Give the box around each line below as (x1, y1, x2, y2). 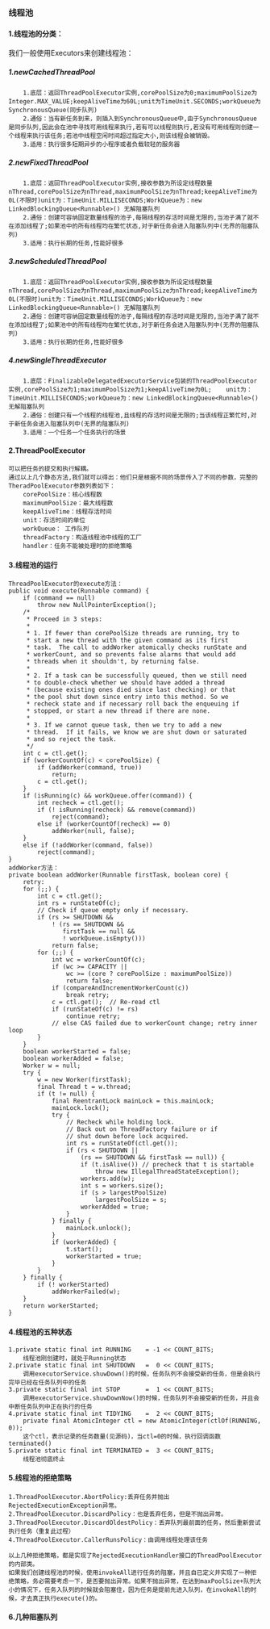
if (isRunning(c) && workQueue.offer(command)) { (23, 792, 193, 800)
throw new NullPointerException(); (37, 601, 157, 609)
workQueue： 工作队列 (23, 525, 89, 534)
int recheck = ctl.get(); (37, 799, 125, 807)
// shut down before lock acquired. (65, 1133, 189, 1141)
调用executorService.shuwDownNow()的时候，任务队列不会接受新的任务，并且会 (23, 1394, 260, 1402)
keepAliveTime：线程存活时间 (23, 508, 112, 516)
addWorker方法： (8, 864, 60, 873)
